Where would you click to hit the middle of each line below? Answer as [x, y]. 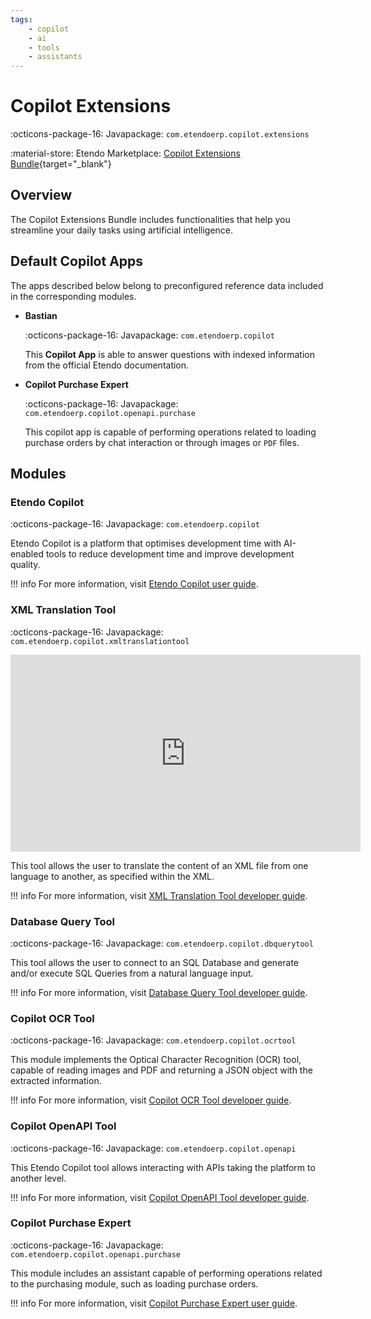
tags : [21, 19]
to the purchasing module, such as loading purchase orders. [134, 1283]
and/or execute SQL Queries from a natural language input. [132, 973]
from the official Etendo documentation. [107, 365]
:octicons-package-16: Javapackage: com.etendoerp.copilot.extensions [160, 134]
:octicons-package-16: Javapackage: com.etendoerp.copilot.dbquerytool [162, 943]
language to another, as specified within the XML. [112, 876]
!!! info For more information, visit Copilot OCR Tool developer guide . [151, 1100]
